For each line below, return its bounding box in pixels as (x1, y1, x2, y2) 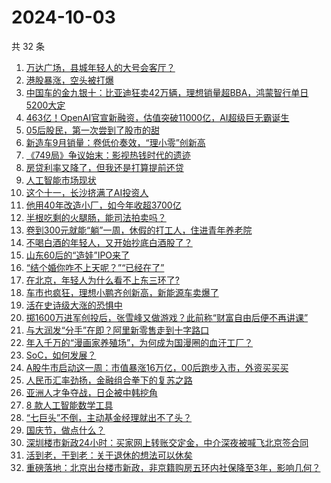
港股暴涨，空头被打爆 (25, 74, 114, 86)
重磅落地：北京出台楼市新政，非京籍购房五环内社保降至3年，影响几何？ (25, 461, 321, 473)
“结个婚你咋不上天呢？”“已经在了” (25, 261, 165, 273)
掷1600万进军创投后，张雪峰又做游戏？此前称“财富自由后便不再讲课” (25, 311, 309, 323)
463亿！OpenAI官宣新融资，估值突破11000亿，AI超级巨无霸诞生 (25, 111, 290, 123)
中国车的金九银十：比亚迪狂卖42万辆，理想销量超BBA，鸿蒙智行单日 (25, 86, 309, 98)
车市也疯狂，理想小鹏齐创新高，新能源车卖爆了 (25, 286, 219, 298)
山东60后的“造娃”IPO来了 (25, 249, 131, 261)
